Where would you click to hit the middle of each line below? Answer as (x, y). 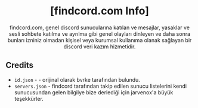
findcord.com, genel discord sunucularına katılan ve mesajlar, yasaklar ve (100, 27)
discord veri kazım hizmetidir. (100, 47)
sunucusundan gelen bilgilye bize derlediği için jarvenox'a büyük (94, 92)
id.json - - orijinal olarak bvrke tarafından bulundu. (77, 79)
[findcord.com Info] (100, 11)
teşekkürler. (29, 98)
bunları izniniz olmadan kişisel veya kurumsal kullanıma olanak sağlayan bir (100, 40)
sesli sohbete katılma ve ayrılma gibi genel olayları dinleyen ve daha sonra (100, 33)
